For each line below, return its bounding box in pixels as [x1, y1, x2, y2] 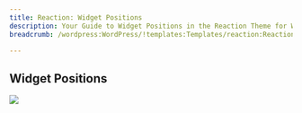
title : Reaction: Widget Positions [9, 13, 143, 22]
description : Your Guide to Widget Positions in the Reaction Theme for [9, 22, 288, 30]
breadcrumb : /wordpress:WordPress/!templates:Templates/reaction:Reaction [9, 30, 296, 39]
